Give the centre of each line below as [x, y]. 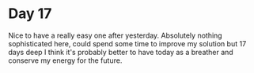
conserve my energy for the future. [65, 60]
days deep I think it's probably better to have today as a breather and [121, 52]
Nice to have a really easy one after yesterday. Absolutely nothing [116, 35]
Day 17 [30, 14]
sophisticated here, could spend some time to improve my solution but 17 [127, 43]
